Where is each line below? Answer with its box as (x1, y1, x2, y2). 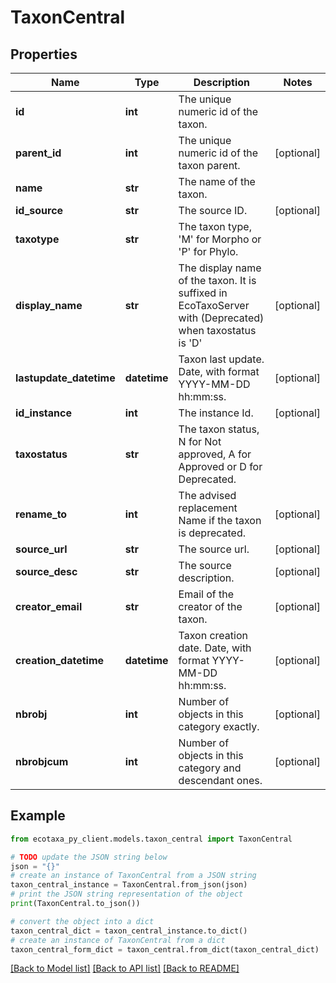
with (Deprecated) (178, 311, 265, 325)
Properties (10, 46, 78, 63)
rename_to (15, 507, 68, 521)
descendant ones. (178, 774, 263, 787)
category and (178, 761, 242, 775)
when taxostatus (178, 324, 257, 337)
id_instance (15, 406, 72, 420)
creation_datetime (15, 654, 105, 667)
